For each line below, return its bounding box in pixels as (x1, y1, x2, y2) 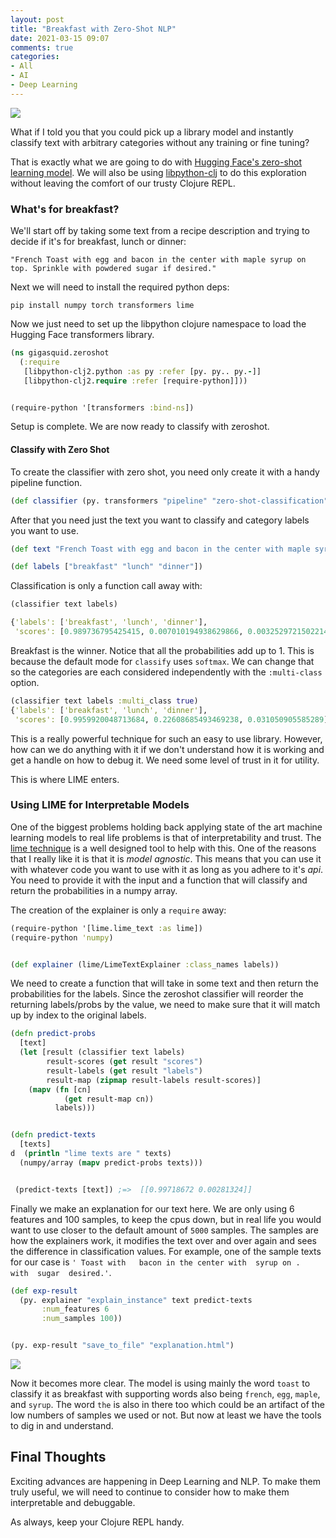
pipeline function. (10, 476, 83, 488)
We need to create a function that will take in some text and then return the (10, 977, 319, 990)
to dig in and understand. (10, 1420, 114, 1432)
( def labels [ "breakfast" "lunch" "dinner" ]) (10, 562, 203, 572)
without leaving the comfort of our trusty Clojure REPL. (10, 177, 236, 189)
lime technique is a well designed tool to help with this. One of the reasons (10, 842, 317, 854)
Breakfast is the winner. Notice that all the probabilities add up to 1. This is (10, 644, 315, 656)
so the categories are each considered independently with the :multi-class (10, 666, 323, 678)
